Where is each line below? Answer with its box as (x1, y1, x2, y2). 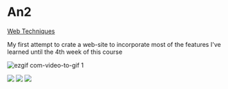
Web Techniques (7, 27, 55, 35)
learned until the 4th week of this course (7, 48, 123, 56)
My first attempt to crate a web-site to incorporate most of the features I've (7, 40, 221, 48)
